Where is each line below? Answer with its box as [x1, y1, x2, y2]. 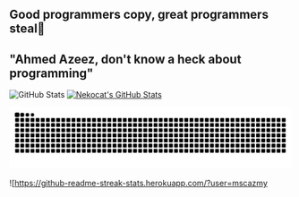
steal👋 [9, 21, 46, 37]
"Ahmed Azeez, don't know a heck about [9, 51, 242, 66]
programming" [9, 65, 94, 81]
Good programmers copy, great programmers [9, 7, 269, 22]
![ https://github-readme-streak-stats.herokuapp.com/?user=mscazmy [9, 177, 269, 188]
